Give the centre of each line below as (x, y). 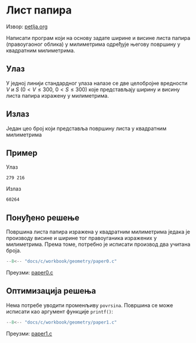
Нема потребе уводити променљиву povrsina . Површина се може (90, 305)
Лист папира (39, 10)
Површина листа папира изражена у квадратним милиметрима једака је (98, 232)
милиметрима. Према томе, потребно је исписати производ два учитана (98, 244)
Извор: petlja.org (27, 26)
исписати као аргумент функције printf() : (60, 311)
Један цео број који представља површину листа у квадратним (86, 128)
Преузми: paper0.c (30, 273)
